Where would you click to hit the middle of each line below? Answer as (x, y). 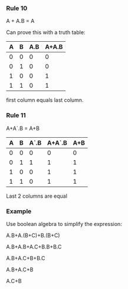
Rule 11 (16, 115)
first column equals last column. (45, 100)
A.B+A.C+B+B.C (26, 258)
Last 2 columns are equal (37, 196)
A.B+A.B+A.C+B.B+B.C (34, 247)
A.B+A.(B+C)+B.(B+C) (33, 235)
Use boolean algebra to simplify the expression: (64, 224)
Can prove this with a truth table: (46, 32)
